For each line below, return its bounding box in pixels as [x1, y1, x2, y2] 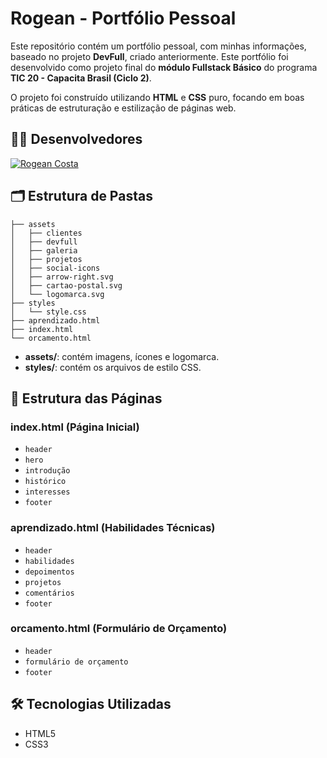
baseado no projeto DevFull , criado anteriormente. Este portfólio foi [10, 50, 289, 62]
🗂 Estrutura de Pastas [10, 188, 153, 205]
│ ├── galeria [10, 245, 78, 256]
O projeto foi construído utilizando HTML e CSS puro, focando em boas [10, 91, 305, 103]
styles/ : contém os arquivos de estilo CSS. [24, 361, 202, 373]
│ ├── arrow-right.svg [10, 272, 114, 282]
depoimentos [24, 567, 75, 577]
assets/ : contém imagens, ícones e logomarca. [24, 350, 220, 362]
